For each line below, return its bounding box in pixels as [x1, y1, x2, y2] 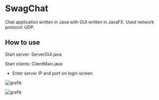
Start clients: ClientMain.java [5, 60, 63, 66]
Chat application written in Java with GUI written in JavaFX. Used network [5, 19, 154, 25]
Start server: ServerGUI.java [5, 51, 62, 57]
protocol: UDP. [5, 24, 35, 30]
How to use [5, 39, 40, 47]
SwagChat [5, 3, 48, 14]
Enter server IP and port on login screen [12, 70, 93, 76]
